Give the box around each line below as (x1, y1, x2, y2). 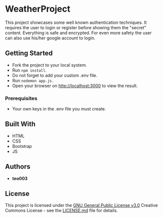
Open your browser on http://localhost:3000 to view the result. (12, 83, 138, 89)
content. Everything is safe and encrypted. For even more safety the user (5, 30, 152, 36)
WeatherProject (5, 3, 71, 15)
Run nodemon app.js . (12, 77, 54, 83)
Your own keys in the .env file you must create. (12, 106, 106, 112)
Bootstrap (12, 143, 32, 149)
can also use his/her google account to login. (5, 35, 96, 41)
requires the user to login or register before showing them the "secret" (5, 24, 146, 30)
